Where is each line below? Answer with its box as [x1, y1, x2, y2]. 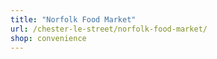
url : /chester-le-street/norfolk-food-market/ [10, 24, 208, 34]
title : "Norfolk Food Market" [10, 14, 137, 25]
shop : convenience [10, 33, 87, 43]
